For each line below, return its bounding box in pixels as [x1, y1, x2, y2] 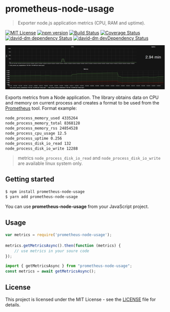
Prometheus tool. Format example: [5, 105, 77, 111]
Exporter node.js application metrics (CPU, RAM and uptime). [17, 20, 146, 26]
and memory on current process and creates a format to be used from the [5, 99, 159, 106]
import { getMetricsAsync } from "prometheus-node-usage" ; [5, 263, 133, 269]
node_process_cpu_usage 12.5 [5, 130, 67, 136]
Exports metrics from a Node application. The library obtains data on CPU [5, 94, 159, 100]
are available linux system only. [17, 160, 83, 166]
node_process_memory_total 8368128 [5, 120, 80, 126]
